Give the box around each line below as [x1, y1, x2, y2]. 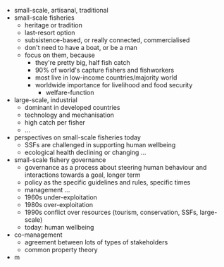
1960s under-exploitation [24, 193, 97, 201]
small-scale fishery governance [13, 156, 106, 164]
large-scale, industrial [13, 96, 77, 104]
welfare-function [45, 88, 94, 97]
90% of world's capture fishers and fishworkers [35, 66, 175, 74]
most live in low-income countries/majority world [35, 73, 178, 82]
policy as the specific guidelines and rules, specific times [24, 178, 191, 186]
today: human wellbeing [24, 223, 94, 231]
